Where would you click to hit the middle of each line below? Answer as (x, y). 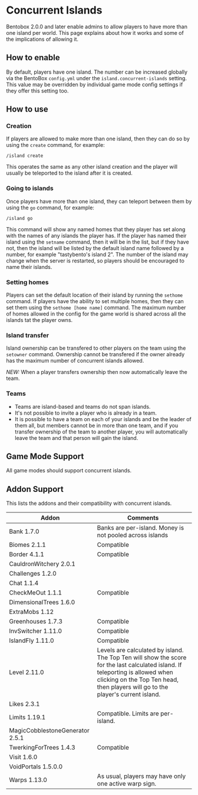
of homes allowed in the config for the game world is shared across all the (96, 314)
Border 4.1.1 (27, 554)
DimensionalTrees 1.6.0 (42, 602)
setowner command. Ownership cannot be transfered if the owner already (95, 354)
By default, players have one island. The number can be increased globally (97, 72)
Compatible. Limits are (128, 714)
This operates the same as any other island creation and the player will (92, 167)
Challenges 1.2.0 (33, 574)
